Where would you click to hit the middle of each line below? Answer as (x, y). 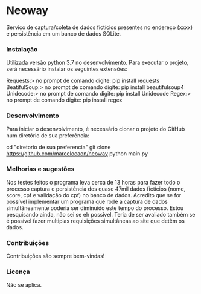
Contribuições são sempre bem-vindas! (56, 256)
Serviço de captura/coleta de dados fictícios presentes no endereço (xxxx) (100, 27)
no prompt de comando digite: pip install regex (64, 100)
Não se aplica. (24, 285)
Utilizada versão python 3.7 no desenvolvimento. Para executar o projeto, (97, 63)
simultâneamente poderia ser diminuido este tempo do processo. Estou (95, 208)
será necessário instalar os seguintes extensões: (67, 69)
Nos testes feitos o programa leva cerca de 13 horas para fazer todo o (93, 182)
